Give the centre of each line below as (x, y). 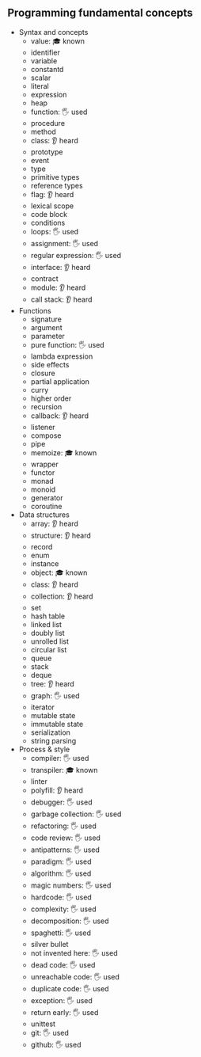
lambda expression (62, 356)
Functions (35, 310)
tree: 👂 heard (52, 683)
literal (40, 86)
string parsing (53, 740)
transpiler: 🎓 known (64, 770)
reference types (57, 185)
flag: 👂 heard (52, 194)
